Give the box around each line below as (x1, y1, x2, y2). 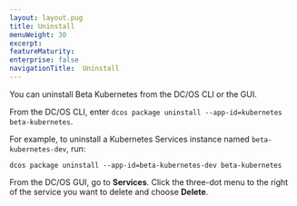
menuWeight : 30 (9, 30, 67, 39)
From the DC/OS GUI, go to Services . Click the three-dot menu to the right (9, 176, 289, 187)
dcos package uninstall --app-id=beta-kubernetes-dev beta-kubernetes (9, 161, 282, 170)
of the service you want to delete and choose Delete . (9, 186, 209, 197)
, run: (66, 142, 86, 154)
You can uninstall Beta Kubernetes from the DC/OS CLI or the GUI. (9, 88, 257, 100)
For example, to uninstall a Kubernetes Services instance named (9, 133, 250, 144)
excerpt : (9, 38, 43, 48)
